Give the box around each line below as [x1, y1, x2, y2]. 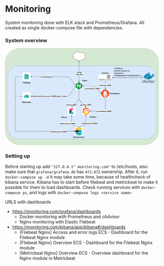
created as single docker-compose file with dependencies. [5, 24, 123, 30]
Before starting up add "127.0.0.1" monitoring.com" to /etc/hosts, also [5, 164, 148, 170]
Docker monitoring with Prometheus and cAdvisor [19, 214, 120, 220]
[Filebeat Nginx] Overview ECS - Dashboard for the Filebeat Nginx [19, 240, 153, 245]
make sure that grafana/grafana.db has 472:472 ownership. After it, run [5, 169, 148, 175]
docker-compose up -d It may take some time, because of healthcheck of [5, 174, 151, 180]
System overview [5, 37, 47, 44]
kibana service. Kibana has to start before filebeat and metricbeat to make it [5, 179, 158, 185]
